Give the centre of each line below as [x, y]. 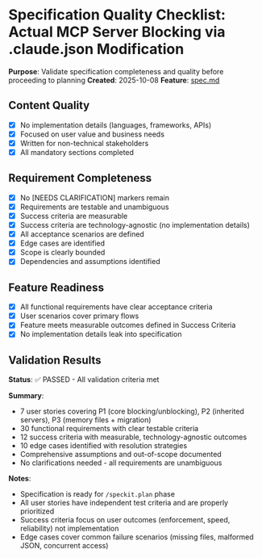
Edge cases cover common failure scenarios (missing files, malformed [137, 537]
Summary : [26, 396]
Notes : [20, 479]
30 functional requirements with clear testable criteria [109, 429]
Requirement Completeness [80, 178]
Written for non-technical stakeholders [84, 143]
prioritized [37, 511]
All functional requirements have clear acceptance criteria [116, 307]
